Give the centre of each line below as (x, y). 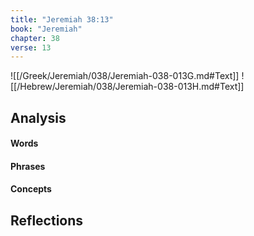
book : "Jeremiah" (46, 29)
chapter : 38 (35, 38)
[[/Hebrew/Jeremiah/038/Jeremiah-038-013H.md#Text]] (127, 87)
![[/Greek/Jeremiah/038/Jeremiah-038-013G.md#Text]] (125, 76)
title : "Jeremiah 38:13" (62, 19)
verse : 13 (31, 47)
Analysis (38, 117)
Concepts (31, 189)
